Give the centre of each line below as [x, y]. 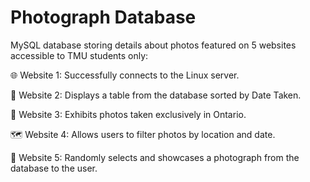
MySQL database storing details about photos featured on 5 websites [153, 45]
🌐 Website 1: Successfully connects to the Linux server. [125, 75]
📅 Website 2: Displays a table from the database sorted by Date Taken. [156, 95]
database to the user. [54, 168]
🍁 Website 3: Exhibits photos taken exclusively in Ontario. [128, 114]
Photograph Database [103, 17]
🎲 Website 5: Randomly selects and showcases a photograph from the [155, 157]
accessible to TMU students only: [79, 55]
